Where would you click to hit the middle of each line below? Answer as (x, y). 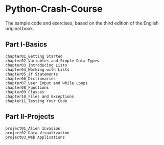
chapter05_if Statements (32, 74)
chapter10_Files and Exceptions (40, 96)
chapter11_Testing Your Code (36, 101)
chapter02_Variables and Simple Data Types (52, 61)
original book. (20, 28)
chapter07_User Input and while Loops (46, 83)
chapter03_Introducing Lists (36, 65)
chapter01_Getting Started (34, 56)
